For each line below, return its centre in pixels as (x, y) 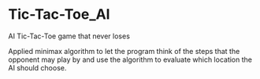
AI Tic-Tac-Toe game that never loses (69, 36)
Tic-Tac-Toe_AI (59, 14)
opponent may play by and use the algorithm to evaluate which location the (130, 59)
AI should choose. (37, 67)
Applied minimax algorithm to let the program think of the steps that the (124, 51)
